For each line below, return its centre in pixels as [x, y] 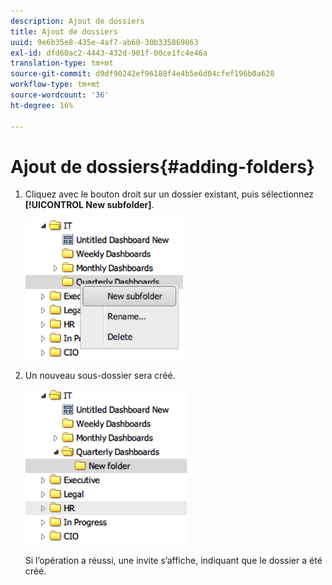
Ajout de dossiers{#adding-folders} [162, 166]
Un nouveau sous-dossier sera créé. [100, 376]
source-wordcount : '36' [60, 95]
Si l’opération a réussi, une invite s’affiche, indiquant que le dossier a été [173, 561]
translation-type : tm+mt [62, 63]
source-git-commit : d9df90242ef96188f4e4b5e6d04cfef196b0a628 [142, 74]
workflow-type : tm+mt [55, 85]
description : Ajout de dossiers [77, 21]
